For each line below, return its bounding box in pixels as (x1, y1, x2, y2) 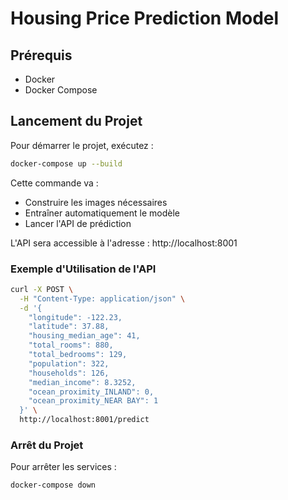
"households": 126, (28, 368, 110, 378)
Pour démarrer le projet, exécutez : (10, 139, 154, 151)
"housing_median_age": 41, (28, 331, 141, 341)
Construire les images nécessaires (24, 196, 168, 208)
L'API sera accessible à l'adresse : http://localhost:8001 (10, 237, 238, 249)
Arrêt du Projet (10, 438, 84, 452)
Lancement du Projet (10, 113, 143, 130)
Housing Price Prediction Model (10, 7, 280, 30)
